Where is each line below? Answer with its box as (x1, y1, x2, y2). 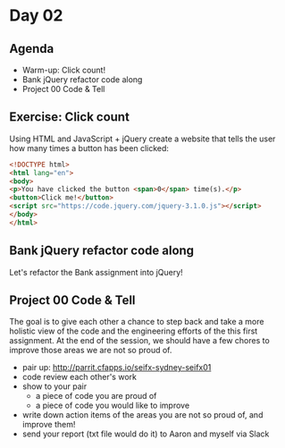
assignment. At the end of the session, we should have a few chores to (9, 335, 270, 346)
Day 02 (9, 5, 64, 26)
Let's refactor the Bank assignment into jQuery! (9, 266, 183, 277)
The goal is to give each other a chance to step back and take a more (9, 317, 264, 327)
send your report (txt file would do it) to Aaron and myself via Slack (21, 428, 270, 439)
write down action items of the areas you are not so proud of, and (21, 410, 264, 420)
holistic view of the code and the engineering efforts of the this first (9, 325, 258, 336)
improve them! (21, 419, 76, 430)
